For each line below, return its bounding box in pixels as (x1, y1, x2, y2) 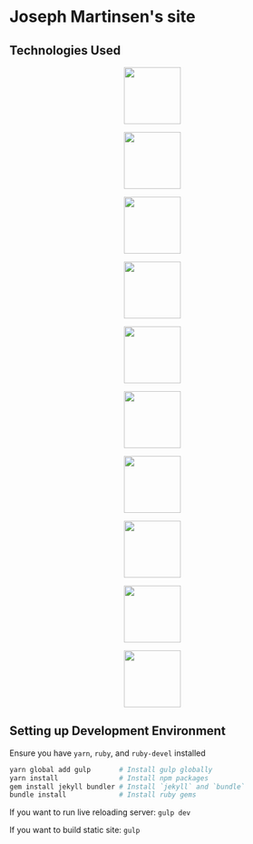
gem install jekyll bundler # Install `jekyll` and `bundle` (9, 782, 246, 791)
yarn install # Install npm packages (9, 773, 209, 783)
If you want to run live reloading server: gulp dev (9, 807, 191, 818)
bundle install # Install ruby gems (9, 790, 197, 799)
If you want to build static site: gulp (9, 825, 141, 836)
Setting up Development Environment (9, 723, 227, 738)
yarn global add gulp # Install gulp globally (9, 765, 213, 774)
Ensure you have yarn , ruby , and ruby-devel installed (9, 748, 206, 759)
